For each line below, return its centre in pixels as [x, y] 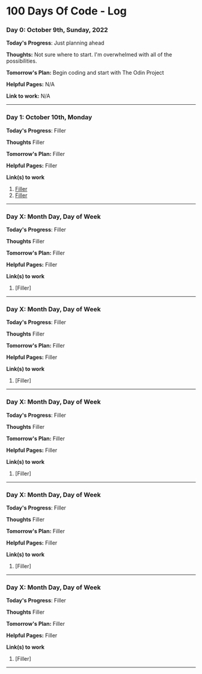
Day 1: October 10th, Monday [49, 117]
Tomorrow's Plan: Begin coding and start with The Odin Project [85, 73]
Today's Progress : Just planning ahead [55, 43]
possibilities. [22, 61]
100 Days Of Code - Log [67, 11]
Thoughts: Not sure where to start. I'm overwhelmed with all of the [89, 55]
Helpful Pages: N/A [31, 84]
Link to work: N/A [28, 96]
